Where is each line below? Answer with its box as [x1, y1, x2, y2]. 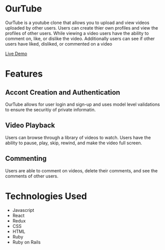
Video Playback [5, 121, 55, 130]
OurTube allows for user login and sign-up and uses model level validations [5, 101, 160, 107]
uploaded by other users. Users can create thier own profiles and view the [5, 25, 158, 31]
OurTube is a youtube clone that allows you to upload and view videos [5, 20, 149, 26]
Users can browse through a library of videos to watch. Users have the [5, 134, 151, 140]
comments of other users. [5, 173, 58, 179]
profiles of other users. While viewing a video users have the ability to [5, 30, 149, 36]
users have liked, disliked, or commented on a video [5, 41, 112, 47]
